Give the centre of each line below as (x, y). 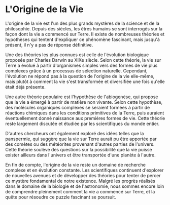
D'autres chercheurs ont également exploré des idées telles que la (75, 133)
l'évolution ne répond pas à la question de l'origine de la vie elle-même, (80, 76)
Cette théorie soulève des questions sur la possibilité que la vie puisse (79, 149)
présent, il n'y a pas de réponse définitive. (49, 45)
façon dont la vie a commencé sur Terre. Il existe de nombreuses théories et (85, 34)
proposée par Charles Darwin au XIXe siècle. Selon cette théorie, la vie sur (83, 60)
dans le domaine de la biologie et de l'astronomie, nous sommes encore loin (85, 186)
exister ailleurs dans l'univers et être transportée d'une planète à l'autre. (80, 155)
